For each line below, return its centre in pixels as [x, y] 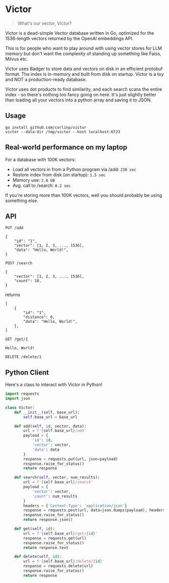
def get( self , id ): [35, 529]
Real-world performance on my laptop [66, 147]
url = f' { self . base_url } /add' [55, 431]
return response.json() [48, 520]
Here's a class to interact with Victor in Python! [54, 385]
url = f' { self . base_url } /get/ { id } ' [61, 534]
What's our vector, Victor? [45, 23]
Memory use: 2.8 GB [34, 180]
